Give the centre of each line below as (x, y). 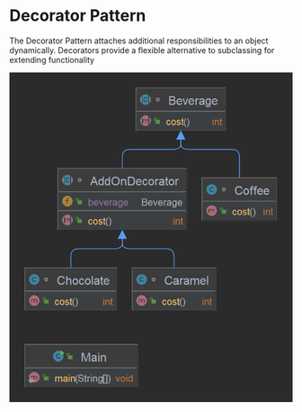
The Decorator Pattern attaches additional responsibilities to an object (139, 41)
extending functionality (52, 60)
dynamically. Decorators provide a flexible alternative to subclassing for (142, 50)
